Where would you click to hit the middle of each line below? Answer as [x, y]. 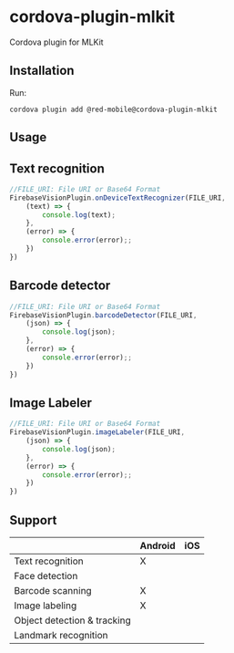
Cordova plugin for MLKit [56, 42]
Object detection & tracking [72, 620]
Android [158, 546]
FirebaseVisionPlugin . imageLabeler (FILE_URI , [97, 432]
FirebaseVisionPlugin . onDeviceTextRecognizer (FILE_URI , [117, 198]
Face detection [46, 576]
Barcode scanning [53, 591]
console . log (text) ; [79, 215]
